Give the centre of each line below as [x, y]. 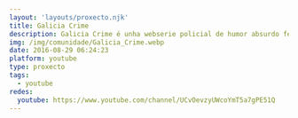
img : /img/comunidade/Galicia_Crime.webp [87, 42]
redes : [21, 91]
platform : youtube [43, 59]
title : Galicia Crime [49, 26]
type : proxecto [37, 67]
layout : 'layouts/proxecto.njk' [69, 17]
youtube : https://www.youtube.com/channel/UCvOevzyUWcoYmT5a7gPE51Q [146, 100]
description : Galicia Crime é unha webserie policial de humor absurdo [144, 34]
